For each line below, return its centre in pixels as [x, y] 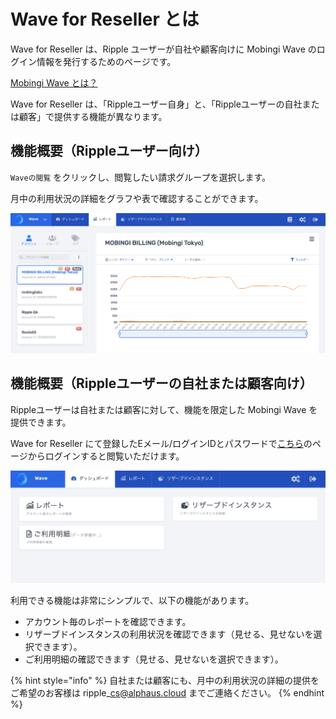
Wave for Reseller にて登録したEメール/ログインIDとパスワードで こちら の [161, 443]
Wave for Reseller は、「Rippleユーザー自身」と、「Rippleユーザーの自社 [156, 104]
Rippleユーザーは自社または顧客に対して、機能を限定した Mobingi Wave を [164, 409]
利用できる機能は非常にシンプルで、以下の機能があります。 [132, 600]
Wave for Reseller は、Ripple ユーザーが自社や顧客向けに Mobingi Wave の [163, 49]
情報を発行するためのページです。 [106, 61]
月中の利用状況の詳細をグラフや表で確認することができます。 [137, 198]
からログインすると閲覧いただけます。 [106, 456]
